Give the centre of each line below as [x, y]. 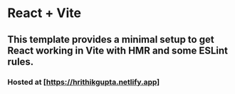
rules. [21, 62]
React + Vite [45, 13]
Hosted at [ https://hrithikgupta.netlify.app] [84, 82]
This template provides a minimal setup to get [111, 40]
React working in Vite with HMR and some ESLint [117, 50]
